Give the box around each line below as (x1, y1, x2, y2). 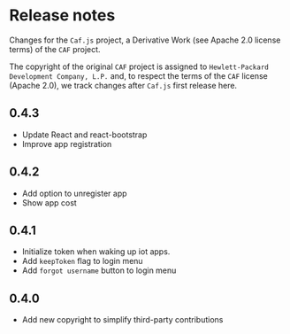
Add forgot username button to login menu (21, 265, 177, 276)
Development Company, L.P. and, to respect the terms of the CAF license (9, 70, 268, 81)
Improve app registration (21, 138, 112, 149)
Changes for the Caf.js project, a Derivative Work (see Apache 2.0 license (9, 35, 281, 45)
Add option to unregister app (21, 188, 127, 198)
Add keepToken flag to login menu (21, 256, 143, 267)
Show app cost (21, 197, 77, 208)
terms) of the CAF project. (9, 43, 101, 54)
